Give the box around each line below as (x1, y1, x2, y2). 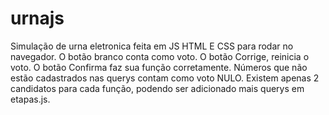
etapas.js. (10, 93, 51, 105)
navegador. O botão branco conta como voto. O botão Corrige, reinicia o (10, 50, 310, 62)
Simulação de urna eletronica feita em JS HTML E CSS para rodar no (10, 40, 294, 52)
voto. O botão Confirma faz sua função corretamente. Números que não (10, 61, 308, 73)
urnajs (10, 7, 65, 30)
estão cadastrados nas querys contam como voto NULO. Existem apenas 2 (10, 72, 320, 84)
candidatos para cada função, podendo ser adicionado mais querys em (10, 82, 305, 94)
